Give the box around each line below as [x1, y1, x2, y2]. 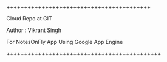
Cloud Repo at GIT [6, 15, 53, 22]
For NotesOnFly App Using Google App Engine [6, 39, 123, 45]
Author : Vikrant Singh [6, 26, 62, 34]
